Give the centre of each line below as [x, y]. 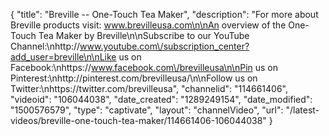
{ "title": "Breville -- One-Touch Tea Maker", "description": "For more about [164, 14]
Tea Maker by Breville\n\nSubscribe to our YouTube [144, 35]
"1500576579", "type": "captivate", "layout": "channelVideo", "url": [147, 110]
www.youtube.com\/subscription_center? [164, 46]
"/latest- [302, 110]
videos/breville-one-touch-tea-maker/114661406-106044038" [138, 120]
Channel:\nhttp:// [45, 46]
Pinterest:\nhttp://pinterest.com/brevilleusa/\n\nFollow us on [134, 78]
